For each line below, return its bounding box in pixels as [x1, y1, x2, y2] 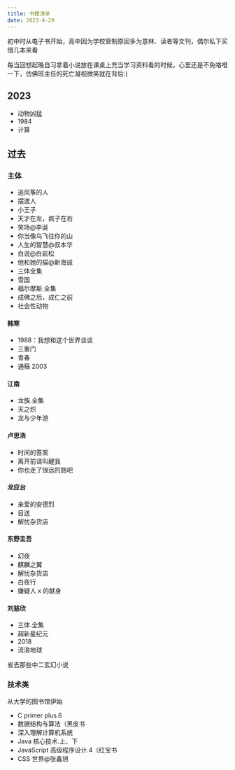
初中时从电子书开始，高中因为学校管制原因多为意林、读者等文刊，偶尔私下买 [7, 36, 228, 45]
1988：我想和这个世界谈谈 [17, 336, 93, 344]
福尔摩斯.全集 [17, 284, 57, 293]
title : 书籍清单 [7, 10, 50, 17]
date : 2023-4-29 [7, 17, 55, 24]
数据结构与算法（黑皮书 [17, 719, 85, 728]
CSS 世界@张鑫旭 [17, 754, 69, 763]
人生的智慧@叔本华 [17, 241, 73, 248]
